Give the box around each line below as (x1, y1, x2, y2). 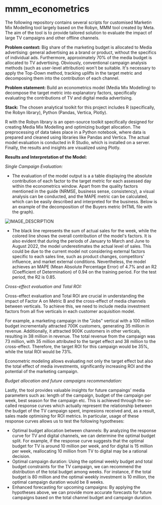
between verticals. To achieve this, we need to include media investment (5, 303, 150, 309)
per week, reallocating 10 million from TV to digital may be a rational (12, 448, 147, 454)
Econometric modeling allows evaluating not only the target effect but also (5, 358, 153, 364)
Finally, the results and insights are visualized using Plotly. (5, 145, 121, 150)
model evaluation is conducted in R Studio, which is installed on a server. (5, 139, 150, 145)
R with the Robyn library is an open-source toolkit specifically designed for (5, 119, 154, 125)
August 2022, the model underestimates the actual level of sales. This (12, 243, 151, 249)
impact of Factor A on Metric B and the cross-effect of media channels (5, 298, 146, 304)
